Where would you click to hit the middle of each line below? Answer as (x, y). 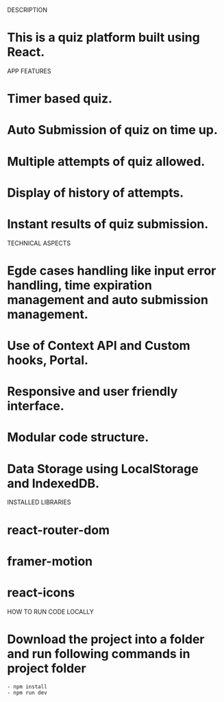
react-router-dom (59, 530)
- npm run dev (27, 692)
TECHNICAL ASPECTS (39, 243)
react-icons (41, 592)
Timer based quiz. (60, 99)
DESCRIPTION (27, 10)
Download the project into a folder (106, 639)
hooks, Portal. (48, 360)
